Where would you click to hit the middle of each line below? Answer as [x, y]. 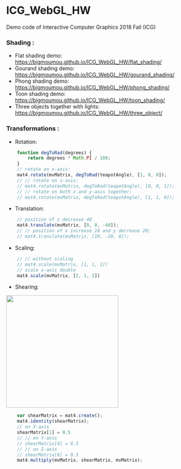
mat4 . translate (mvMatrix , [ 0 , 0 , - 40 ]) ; [68, 226]
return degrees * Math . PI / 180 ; [69, 158]
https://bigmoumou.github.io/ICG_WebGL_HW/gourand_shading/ [95, 75]
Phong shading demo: [42, 81]
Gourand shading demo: [45, 68]
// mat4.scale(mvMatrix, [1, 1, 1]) [63, 264]
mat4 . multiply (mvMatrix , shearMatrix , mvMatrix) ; [80, 460]
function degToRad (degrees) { [55, 153]
